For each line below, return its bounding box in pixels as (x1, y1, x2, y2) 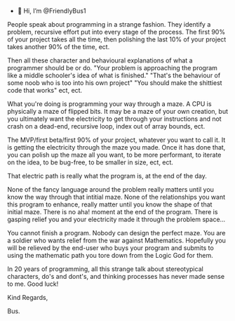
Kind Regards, (7, 294, 48, 301)
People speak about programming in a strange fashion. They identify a (7, 20, 211, 28)
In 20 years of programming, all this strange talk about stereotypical (7, 265, 203, 273)
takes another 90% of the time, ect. (7, 43, 110, 51)
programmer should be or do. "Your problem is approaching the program (7, 64, 217, 72)
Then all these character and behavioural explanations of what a (7, 56, 193, 65)
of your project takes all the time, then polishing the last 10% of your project (7, 35, 227, 44)
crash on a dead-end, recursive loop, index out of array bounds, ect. (7, 122, 206, 130)
